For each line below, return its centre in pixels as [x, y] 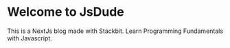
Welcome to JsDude [66, 12]
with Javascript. [30, 38]
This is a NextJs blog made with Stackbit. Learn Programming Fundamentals [115, 31]
